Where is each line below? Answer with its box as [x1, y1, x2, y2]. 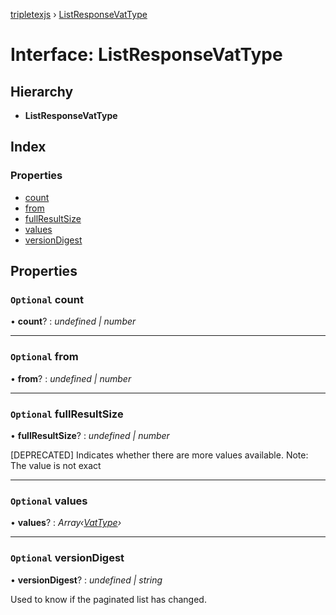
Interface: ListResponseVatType [10, 44, 283, 66]
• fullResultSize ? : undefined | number [10, 429, 170, 441]
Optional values [10, 494, 88, 508]
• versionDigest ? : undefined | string [10, 574, 163, 586]
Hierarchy [10, 83, 74, 100]
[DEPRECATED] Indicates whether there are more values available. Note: [10, 449, 309, 461]
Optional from [10, 350, 79, 364]
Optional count [10, 293, 84, 306]
